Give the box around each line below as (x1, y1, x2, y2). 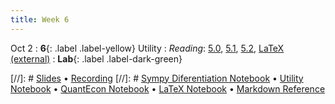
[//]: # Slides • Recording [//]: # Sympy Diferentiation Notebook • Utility (10, 72, 304, 84)
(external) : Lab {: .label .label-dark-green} (10, 52, 183, 65)
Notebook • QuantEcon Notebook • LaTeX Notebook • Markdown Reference (10, 82, 326, 95)
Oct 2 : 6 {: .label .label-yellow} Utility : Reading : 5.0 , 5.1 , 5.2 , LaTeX (10, 42, 285, 54)
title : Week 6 (10, 14, 70, 25)
